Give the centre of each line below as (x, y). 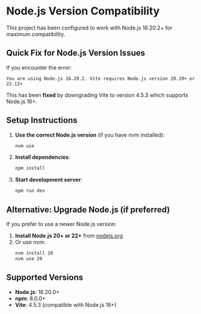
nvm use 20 (29, 259)
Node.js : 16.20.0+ (37, 292)
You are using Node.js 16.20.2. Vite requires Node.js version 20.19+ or (101, 78)
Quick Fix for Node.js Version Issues (76, 53)
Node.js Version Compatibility (83, 11)
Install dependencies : (42, 157)
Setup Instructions (42, 121)
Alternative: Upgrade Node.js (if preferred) (88, 210)
